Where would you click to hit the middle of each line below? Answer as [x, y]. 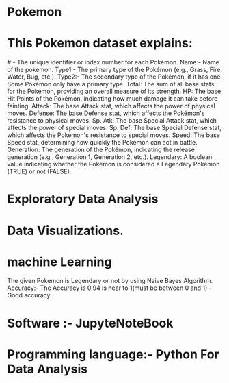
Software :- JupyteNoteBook [90, 323]
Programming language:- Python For [113, 354]
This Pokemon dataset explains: [100, 44]
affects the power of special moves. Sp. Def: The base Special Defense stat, [114, 128]
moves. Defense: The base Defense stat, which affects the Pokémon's [106, 113]
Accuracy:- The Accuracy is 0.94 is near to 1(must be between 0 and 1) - [109, 288]
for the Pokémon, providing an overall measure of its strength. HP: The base [114, 91]
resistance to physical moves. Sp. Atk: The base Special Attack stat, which [112, 121]
